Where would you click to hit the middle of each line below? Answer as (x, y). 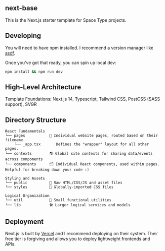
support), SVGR (21, 104)
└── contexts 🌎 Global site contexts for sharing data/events (79, 154)
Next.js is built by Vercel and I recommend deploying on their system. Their (82, 233)
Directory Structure (36, 120)
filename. (15, 140)
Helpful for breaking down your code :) (47, 170)
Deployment (24, 221)
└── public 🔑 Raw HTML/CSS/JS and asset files (64, 183)
